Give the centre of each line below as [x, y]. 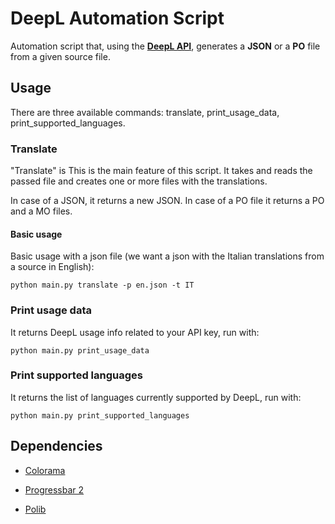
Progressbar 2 [54, 489]
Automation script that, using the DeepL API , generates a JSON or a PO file [165, 46]
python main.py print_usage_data [80, 350]
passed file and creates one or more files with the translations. [139, 181]
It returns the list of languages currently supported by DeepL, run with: [156, 397]
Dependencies [56, 446]
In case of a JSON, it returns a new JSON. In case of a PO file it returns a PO [167, 201]
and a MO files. [41, 211]
